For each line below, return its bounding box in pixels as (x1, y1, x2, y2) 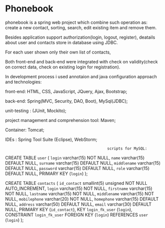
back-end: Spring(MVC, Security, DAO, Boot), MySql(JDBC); (5, 98, 128, 104)
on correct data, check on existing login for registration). (5, 64, 120, 70)
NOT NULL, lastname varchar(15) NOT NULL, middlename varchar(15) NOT (5, 190, 155, 196)
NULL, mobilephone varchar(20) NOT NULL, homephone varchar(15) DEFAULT (5, 196, 159, 202)
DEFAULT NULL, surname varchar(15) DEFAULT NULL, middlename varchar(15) (5, 160, 161, 166)
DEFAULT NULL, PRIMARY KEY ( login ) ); (5, 171, 88, 176)
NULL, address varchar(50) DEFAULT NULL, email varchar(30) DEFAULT (5, 201, 152, 207)
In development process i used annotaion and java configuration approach (5, 73, 157, 79)
